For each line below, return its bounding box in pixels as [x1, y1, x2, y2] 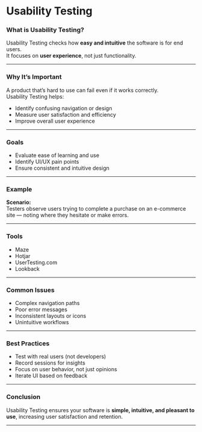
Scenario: [6, 199, 31, 206]
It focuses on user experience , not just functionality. [6, 52, 136, 60]
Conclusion [6, 393, 41, 401]
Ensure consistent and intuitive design [14, 164, 110, 172]
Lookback [14, 265, 40, 272]
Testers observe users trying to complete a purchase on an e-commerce [6, 205, 186, 212]
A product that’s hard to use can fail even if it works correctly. [6, 86, 159, 94]
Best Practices [6, 339, 50, 347]
